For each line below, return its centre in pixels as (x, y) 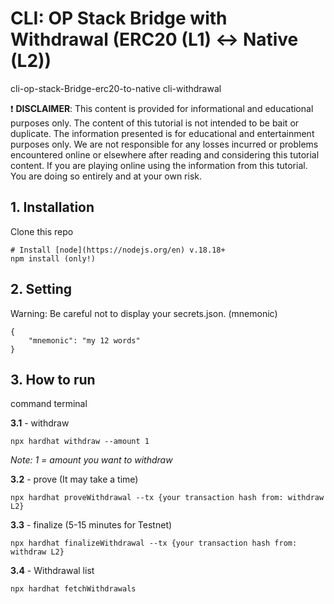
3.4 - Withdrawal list (52, 571)
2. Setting (41, 289)
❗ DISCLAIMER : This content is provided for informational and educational (162, 108)
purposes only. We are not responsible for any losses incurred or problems (164, 144)
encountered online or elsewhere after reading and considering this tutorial (165, 154)
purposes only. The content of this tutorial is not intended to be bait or (155, 123)
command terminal (49, 404)
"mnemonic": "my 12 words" (84, 340)
